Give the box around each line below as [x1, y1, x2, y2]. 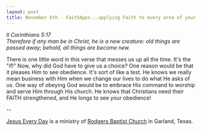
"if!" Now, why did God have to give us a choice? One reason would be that [6, 62, 194, 69]
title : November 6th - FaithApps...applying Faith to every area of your [6, 14, 197, 21]
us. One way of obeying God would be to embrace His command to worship [6, 81, 195, 88]
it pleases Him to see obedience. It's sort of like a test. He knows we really [6, 68, 192, 75]
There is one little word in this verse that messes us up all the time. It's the [6, 56, 191, 63]
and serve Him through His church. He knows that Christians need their [6, 88, 184, 95]
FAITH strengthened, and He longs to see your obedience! [6, 94, 151, 101]
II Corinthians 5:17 [6, 31, 51, 38]
